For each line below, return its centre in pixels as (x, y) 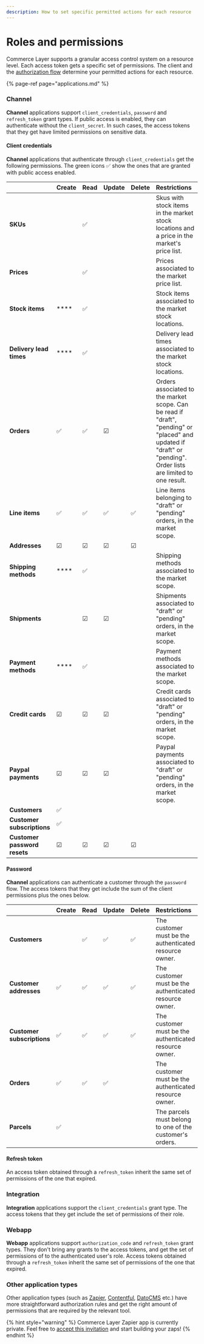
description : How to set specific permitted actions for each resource (99, 12)
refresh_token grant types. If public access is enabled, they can (86, 118)
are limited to (174, 473)
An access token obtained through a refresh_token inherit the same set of (99, 1172)
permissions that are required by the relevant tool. (69, 1311)
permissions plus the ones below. (48, 895)
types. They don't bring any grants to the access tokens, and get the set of (100, 1250)
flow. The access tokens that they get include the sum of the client (90, 889)
